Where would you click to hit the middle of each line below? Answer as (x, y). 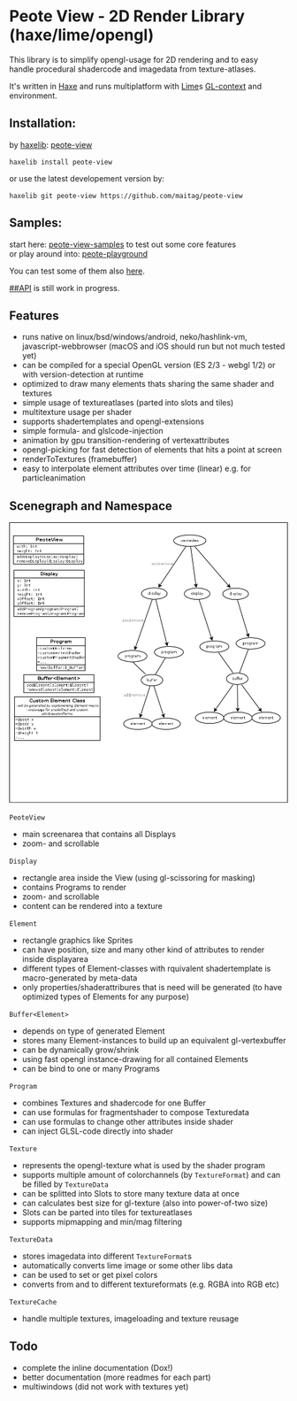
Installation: (43, 123)
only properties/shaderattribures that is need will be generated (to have (152, 987)
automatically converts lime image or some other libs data (127, 1265)
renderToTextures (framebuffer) (80, 459)
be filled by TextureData (65, 1184)
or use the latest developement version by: (87, 178)
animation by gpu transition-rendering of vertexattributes (126, 441)
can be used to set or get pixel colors (90, 1274)
